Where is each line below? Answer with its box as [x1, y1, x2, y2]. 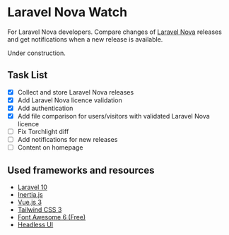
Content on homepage [17, 143, 83, 152]
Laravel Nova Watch [7, 4, 128, 20]
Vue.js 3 [17, 198, 42, 206]
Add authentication [17, 104, 74, 112]
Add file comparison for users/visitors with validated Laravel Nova [17, 112, 210, 120]
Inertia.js [17, 191, 44, 198]
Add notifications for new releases [17, 135, 118, 144]
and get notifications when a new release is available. [7, 35, 163, 43]
